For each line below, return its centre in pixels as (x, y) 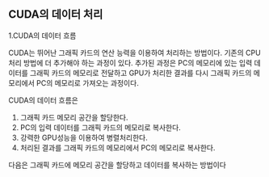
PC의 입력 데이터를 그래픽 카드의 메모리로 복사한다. (101, 127)
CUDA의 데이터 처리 (56, 15)
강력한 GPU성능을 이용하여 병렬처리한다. (84, 137)
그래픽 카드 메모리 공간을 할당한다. (74, 117)
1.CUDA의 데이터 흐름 (42, 36)
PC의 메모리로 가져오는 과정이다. (87, 82)
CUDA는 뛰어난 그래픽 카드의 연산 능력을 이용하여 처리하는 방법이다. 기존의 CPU (134, 53)
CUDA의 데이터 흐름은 (43, 100)
